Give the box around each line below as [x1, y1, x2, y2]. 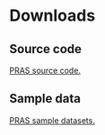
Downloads [9, 5, 96, 26]
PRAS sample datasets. [9, 114, 96, 126]
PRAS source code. [9, 65, 81, 76]
